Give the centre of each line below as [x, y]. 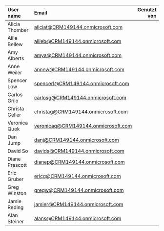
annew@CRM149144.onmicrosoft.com [79, 69]
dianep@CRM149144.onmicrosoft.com [80, 162]
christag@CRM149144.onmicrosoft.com [81, 112]
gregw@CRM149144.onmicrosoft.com [79, 190]
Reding [16, 207]
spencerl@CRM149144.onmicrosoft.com [82, 84]
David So [18, 151]
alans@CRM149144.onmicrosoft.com [78, 218]
